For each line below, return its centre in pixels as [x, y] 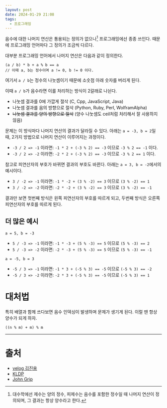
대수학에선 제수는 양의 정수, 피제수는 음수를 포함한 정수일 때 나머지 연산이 [83, 394]
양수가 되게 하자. [21, 318]
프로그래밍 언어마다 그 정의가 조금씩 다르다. [52, 45]
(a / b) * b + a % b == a [32, 65]
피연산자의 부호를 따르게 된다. [34, 204]
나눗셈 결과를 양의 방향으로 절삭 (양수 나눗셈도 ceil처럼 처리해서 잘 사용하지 [85, 114]
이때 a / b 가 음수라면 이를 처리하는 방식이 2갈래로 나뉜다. [61, 91]
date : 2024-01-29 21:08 [30, 14]
